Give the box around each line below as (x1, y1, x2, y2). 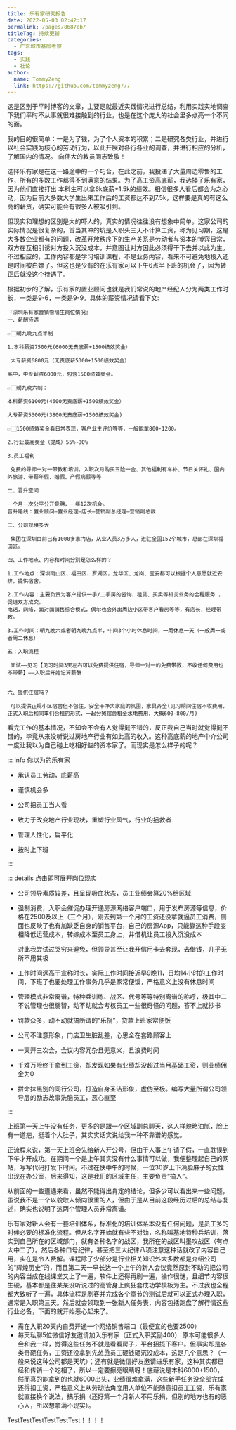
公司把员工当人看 (17, 801, 67, 809)
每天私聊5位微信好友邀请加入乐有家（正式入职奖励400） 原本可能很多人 (17, 1331, 226, 1339)
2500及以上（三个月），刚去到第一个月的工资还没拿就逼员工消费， (29, 912, 221, 921)
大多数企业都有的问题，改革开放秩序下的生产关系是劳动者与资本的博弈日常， (7, 235, 229, 243)
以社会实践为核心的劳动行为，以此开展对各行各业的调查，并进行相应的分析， (7, 143, 229, 152)
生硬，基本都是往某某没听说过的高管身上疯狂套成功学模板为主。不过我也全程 (7, 1281, 229, 1290)
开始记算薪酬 (50, 669, 82, 676)
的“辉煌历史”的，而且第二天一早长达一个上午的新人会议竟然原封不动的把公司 (7, 1264, 228, 1272)
